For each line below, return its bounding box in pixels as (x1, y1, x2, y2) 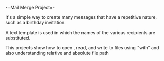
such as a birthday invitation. (5, 20, 66, 25)
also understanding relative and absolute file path (5, 50, 110, 56)
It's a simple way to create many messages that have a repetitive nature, (5, 14, 157, 20)
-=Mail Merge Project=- (5, 5, 55, 10)
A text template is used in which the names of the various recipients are (5, 29, 156, 35)
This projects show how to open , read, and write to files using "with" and (5, 45, 159, 50)
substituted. (5, 35, 31, 41)
